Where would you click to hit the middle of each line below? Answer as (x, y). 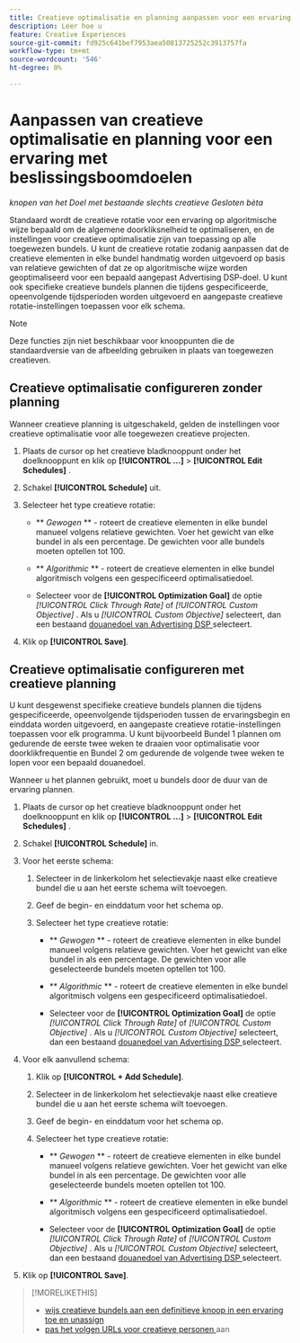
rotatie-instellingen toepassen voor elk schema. (97, 306)
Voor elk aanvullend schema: (76, 1060)
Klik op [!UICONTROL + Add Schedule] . (110, 1077)
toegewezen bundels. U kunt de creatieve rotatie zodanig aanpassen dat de (149, 248)
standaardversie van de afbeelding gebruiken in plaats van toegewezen (141, 350)
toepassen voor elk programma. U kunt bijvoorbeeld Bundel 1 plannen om (145, 734)
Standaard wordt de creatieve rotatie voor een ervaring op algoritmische (143, 219)
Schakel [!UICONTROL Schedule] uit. (92, 488)
